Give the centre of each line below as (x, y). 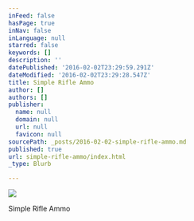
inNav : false (30, 30)
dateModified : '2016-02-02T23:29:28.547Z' (80, 75)
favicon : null (39, 134)
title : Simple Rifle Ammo (51, 82)
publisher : (26, 105)
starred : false (33, 45)
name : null (33, 112)
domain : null (37, 120)
